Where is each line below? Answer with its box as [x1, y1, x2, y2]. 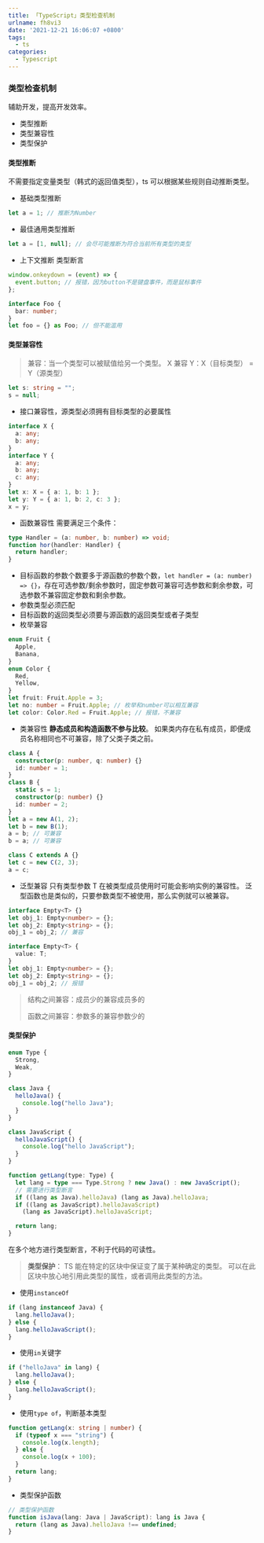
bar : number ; [15, 307, 58, 315]
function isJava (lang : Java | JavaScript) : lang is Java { [8, 1513, 206, 1521]
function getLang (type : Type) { [8, 1172, 114, 1180]
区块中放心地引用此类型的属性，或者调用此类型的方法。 [27, 1271, 207, 1281]
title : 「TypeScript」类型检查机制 [8, 11, 115, 20]
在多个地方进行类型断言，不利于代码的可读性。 [8, 1245, 159, 1255]
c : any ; [15, 473, 41, 482]
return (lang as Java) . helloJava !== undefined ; [15, 1520, 178, 1529]
